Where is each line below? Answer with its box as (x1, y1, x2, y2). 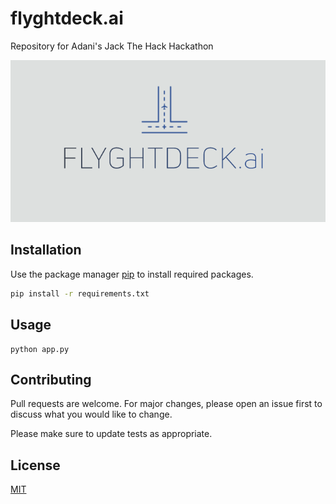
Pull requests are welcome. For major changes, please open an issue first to (10, 398, 323, 410)
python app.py (10, 344, 70, 354)
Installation (10, 242, 82, 259)
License (10, 457, 61, 474)
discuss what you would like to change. (10, 408, 173, 421)
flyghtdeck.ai (10, 7, 124, 30)
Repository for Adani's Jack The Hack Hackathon (10, 40, 214, 52)
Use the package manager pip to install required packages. (10, 268, 254, 280)
